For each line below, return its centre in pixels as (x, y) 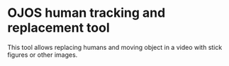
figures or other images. (43, 55)
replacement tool (58, 28)
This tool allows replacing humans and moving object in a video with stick (115, 47)
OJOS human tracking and (86, 13)
